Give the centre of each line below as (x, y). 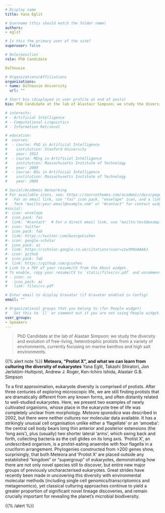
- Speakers (16, 322)
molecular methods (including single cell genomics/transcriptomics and (77, 481)
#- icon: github (22, 254)
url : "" (17, 91)
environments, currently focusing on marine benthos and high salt (84, 347)
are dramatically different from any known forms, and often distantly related (82, 397)
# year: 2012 (22, 154)
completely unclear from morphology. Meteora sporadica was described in (81, 413)
